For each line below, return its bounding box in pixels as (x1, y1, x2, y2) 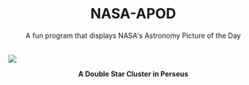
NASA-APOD (90, 5, 177, 23)
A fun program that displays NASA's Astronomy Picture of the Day (25, 31, 241, 40)
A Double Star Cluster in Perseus (78, 68, 189, 79)
